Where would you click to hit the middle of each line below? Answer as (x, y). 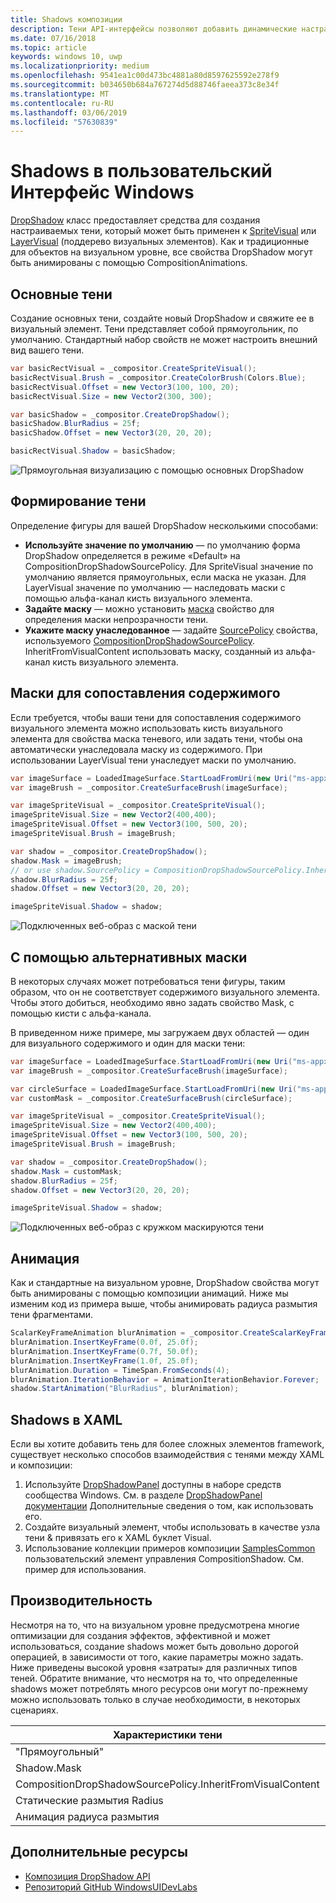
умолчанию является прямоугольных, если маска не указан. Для (165, 577)
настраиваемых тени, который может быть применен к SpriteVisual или (163, 231)
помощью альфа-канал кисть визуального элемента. (138, 598)
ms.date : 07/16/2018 (53, 38)
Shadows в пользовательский (141, 171)
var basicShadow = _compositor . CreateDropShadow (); (120, 414)
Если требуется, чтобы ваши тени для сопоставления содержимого (156, 717)
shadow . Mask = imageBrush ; (66, 861)
